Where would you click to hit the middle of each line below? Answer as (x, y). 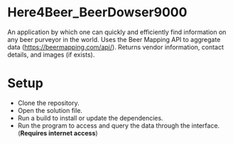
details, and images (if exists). (51, 55)
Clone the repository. (48, 103)
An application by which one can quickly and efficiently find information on (117, 32)
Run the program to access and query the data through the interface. (119, 126)
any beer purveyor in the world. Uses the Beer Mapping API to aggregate (114, 39)
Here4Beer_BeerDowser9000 (97, 12)
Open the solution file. (50, 110)
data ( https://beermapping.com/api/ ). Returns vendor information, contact (116, 47)
